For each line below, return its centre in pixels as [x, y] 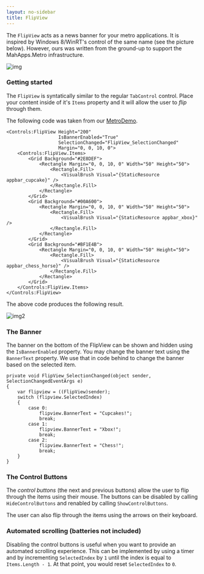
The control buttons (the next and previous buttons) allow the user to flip [98, 490]
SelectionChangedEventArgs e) [45, 381]
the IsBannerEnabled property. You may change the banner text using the [98, 352]
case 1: [38, 424]
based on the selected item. [41, 364]
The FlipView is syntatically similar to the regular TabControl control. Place [100, 96]
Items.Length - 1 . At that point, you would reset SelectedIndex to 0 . [92, 564]
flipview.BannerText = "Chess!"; [81, 446]
